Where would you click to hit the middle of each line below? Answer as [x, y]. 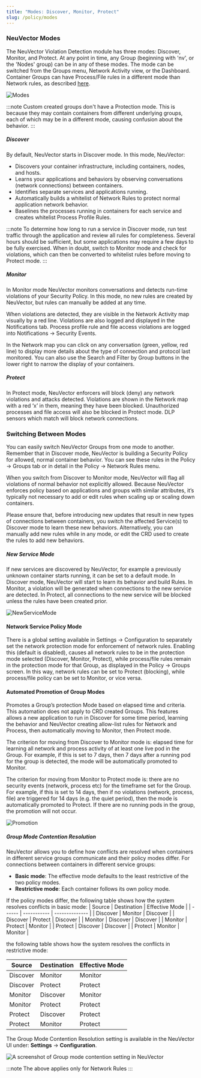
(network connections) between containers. [69, 185]
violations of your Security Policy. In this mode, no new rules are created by [100, 296]
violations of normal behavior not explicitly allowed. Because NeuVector [95, 484]
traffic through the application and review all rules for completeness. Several [100, 235]
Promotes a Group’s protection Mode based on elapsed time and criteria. [96, 705]
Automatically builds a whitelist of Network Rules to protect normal [97, 198]
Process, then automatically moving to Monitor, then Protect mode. [89, 730]
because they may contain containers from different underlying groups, [94, 113]
